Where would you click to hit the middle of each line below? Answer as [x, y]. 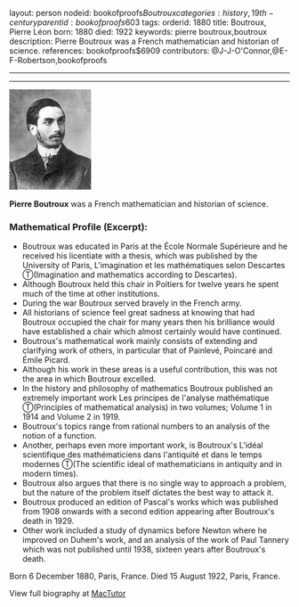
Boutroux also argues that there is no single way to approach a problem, [154, 483]
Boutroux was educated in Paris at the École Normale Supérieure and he [154, 246]
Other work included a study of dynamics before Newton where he [145, 530]
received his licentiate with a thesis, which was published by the [140, 256]
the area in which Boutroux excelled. [89, 379]
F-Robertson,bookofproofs [58, 60]
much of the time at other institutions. [91, 294]
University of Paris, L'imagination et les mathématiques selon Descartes [154, 266]
